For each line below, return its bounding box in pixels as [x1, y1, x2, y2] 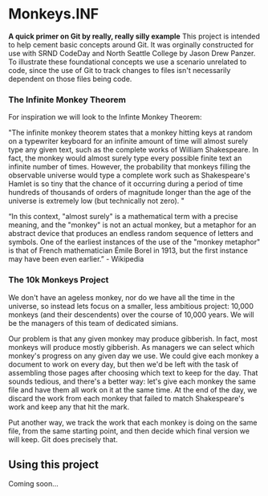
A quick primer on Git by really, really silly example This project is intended [8, 31, 261, 41]
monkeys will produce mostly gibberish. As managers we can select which [8, 342, 255, 352]
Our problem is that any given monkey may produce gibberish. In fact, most [8, 334, 258, 344]
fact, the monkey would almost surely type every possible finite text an [8, 153, 242, 163]
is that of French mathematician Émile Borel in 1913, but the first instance [8, 246, 249, 255]
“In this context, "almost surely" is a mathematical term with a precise [8, 212, 238, 222]
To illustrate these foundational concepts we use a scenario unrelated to [8, 57, 247, 67]
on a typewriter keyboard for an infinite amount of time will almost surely [8, 136, 249, 146]
